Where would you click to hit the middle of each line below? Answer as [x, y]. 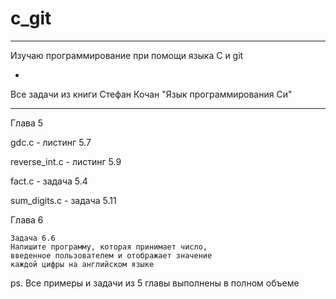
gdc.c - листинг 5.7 [51, 142]
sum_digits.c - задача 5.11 [63, 200]
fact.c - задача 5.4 [49, 181]
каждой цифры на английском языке [82, 264]
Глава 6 [27, 219]
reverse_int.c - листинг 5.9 [66, 161]
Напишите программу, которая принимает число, [109, 247]
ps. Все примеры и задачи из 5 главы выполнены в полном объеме [155, 283]
